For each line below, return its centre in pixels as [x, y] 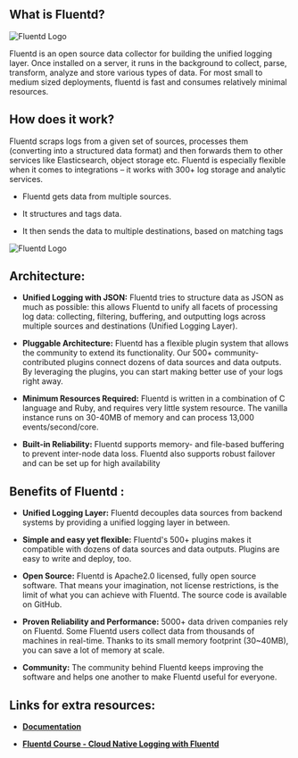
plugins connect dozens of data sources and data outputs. [174, 362]
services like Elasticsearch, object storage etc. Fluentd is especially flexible [148, 160]
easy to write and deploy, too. [77, 559]
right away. [43, 381]
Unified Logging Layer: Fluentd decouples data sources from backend [152, 513]
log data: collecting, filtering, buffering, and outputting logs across [144, 317]
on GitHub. [42, 604]
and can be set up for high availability [91, 463]
